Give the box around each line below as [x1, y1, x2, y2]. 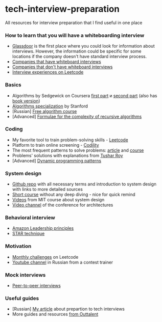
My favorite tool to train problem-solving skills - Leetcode [12, 136, 128, 143]
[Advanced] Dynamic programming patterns [12, 158, 101, 163]
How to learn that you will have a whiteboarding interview [5, 32, 144, 39]
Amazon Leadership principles [12, 225, 74, 231]
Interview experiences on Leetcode [12, 69, 84, 75]
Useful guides [5, 295, 39, 301]
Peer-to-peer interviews [12, 283, 61, 289]
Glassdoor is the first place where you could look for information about [12, 43, 155, 49]
